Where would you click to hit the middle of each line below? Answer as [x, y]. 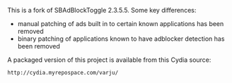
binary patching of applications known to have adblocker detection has [121, 39]
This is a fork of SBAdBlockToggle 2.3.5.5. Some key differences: [102, 10]
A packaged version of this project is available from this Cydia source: [109, 60]
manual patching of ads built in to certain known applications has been [121, 24]
